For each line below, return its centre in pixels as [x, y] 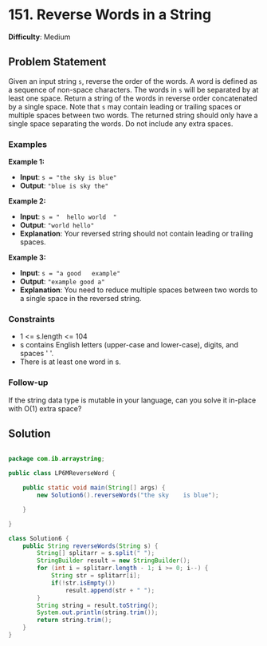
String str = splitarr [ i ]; [96, 576]
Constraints [32, 319]
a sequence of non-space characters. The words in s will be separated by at [133, 89]
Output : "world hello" [57, 225]
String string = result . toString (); [98, 605]
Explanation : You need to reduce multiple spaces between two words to [138, 290]
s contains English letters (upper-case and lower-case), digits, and [129, 345]
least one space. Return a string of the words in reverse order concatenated [133, 98]
